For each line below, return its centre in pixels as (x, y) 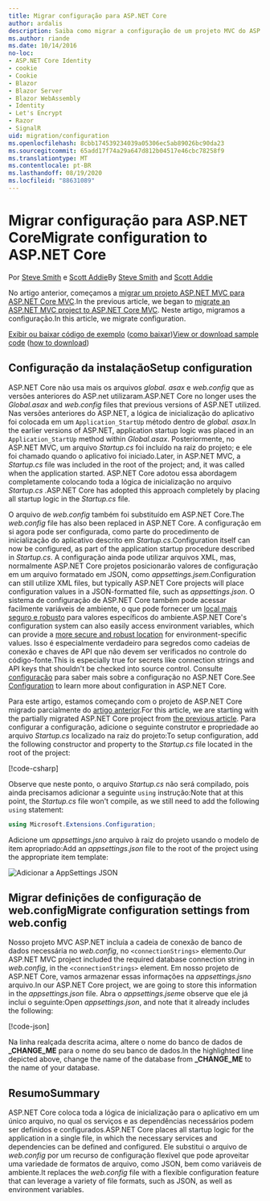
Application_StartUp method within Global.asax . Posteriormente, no (122, 438)
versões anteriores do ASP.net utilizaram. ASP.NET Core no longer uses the (133, 396)
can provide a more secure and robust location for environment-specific (128, 634)
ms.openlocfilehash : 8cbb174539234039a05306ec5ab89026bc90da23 (117, 143)
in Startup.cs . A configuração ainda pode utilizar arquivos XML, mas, (122, 557)
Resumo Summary (54, 1093)
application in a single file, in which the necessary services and (113, 1138)
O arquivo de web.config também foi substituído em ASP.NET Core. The (127, 514)
